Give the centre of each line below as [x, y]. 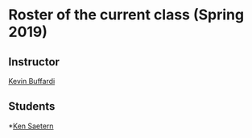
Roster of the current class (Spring [126, 15]
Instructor [34, 62]
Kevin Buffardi [32, 81]
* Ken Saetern [31, 126]
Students [32, 107]
